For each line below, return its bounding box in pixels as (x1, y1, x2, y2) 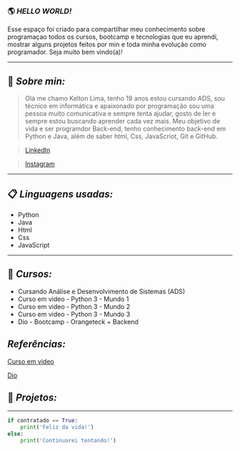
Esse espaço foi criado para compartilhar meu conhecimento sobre (7, 25, 206, 34)
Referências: (7, 338, 66, 350)
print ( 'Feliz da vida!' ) (20, 424, 94, 431)
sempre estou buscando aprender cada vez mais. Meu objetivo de (24, 117, 220, 126)
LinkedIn (24, 146, 51, 155)
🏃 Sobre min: (7, 75, 66, 87)
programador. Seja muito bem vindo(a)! (7, 48, 123, 56)
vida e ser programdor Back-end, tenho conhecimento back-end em (24, 124, 226, 133)
